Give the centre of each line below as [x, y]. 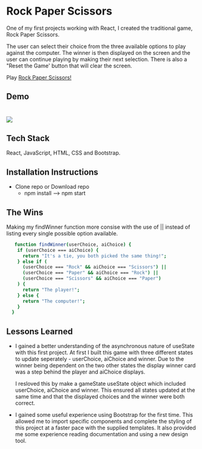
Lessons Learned [39, 331]
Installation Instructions [52, 172]
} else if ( [32, 262]
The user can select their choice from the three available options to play [96, 46]
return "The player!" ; [51, 290]
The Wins [25, 212]
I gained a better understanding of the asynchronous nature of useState [105, 346]
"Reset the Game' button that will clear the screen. [69, 66]
